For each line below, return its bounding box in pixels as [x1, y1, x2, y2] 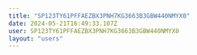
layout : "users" [8, 34, 63, 43]
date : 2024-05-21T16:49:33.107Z [8, 19, 118, 27]
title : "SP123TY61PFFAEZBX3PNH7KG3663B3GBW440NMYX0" [8, 11, 191, 20]
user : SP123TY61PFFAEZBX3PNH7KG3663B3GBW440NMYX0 [8, 27, 180, 35]
